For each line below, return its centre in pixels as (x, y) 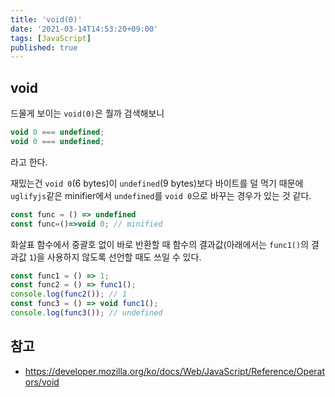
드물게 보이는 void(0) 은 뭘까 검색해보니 (87, 113)
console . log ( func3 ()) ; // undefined (86, 313)
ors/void (42, 382)
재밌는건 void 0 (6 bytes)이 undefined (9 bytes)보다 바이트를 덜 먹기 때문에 (157, 183)
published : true (44, 47)
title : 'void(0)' (46, 19)
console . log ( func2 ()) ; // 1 (69, 294)
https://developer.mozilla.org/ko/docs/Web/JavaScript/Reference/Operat (175, 371)
